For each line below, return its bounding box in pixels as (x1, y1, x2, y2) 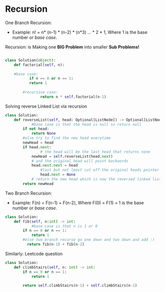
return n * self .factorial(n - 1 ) (40, 94, 107, 99)
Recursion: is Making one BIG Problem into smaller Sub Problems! (5, 44, 139, 50)
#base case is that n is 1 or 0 (31, 224, 98, 229)
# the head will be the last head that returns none (40, 149, 151, 154)
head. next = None (40, 172, 76, 177)
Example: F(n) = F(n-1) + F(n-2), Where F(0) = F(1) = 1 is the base (12, 200, 144, 205)
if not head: (23, 126, 50, 131)
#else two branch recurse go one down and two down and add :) (23, 237, 155, 242)
